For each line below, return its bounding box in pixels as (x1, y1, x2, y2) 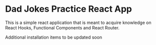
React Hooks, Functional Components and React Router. (5, 24, 120, 30)
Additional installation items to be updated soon (5, 34, 103, 40)
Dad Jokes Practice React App (5, 3, 132, 15)
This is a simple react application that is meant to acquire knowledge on (5, 20, 152, 25)
